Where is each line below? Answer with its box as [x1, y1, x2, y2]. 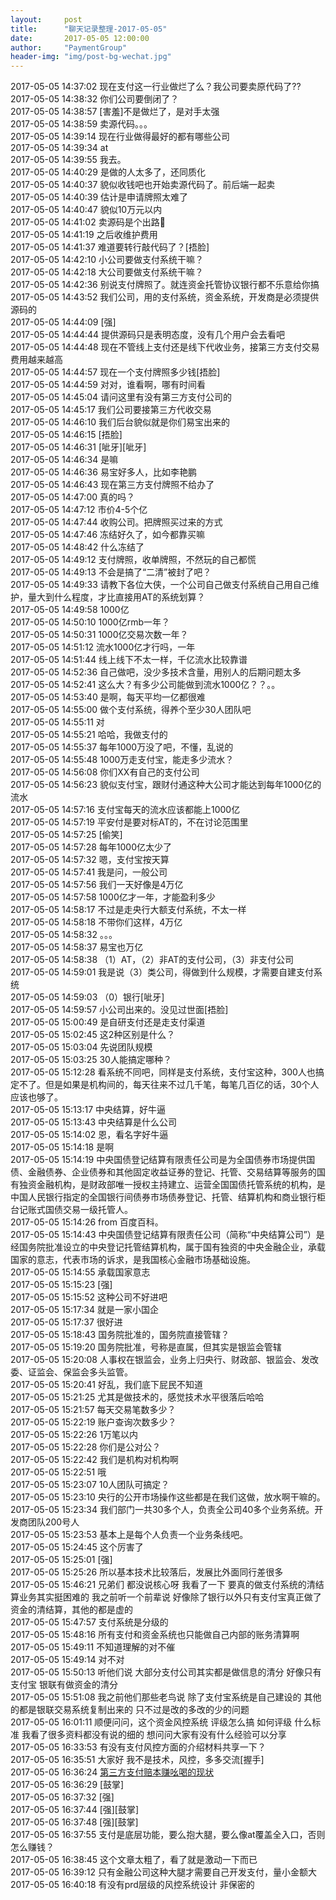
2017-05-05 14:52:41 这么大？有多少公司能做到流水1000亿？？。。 [10, 679, 281, 691]
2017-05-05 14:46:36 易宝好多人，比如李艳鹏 [10, 466, 197, 478]
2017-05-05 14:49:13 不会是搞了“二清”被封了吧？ [10, 566, 212, 578]
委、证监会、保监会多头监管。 [10, 1366, 133, 1378]
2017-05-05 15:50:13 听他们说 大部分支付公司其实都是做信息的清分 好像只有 [10, 1666, 322, 1678]
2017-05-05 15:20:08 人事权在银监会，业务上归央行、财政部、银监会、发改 [10, 1354, 319, 1366]
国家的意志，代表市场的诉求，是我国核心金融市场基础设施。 [10, 1254, 256, 1266]
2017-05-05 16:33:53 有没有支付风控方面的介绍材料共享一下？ [10, 1741, 267, 1753]
